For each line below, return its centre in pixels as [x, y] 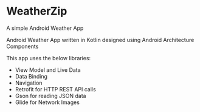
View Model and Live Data [48, 70]
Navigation [29, 83]
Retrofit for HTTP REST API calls [55, 89]
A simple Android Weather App [45, 28]
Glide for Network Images [47, 102]
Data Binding [31, 76]
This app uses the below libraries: [49, 58]
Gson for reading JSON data [50, 96]
